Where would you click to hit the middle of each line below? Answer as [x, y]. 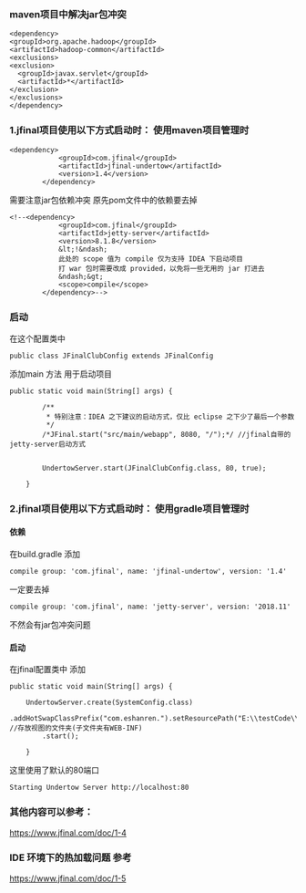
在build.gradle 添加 [45, 555]
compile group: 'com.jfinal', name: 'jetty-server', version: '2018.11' [150, 607]
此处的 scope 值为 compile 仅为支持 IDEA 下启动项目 [150, 259]
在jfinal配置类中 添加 [48, 670]
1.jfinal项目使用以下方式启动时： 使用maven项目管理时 [129, 130]
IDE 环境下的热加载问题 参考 [71, 857]
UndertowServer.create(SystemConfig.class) [110, 703]
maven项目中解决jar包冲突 [68, 14]
